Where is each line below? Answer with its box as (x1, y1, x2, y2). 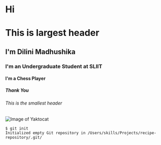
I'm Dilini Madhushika (5, 47, 76, 56)
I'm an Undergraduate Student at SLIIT (5, 63, 103, 70)
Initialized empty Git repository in (5, 130, 86, 135)
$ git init (5, 126, 29, 131)
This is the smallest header (5, 100, 62, 106)
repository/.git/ (5, 135, 42, 140)
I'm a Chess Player (5, 75, 46, 81)
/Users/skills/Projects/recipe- (87, 130, 157, 135)
